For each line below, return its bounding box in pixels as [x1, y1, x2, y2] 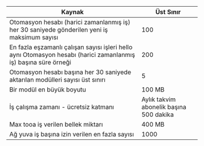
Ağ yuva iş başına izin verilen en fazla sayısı [9, 130, 134, 138]
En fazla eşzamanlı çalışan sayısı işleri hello [9, 43, 133, 51]
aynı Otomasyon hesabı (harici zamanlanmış [9, 51, 135, 59]
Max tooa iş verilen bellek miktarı [9, 121, 103, 128]
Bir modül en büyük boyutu [9, 85, 86, 93]
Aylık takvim [141, 95, 176, 104]
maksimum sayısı [9, 33, 59, 41]
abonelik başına [141, 103, 186, 111]
